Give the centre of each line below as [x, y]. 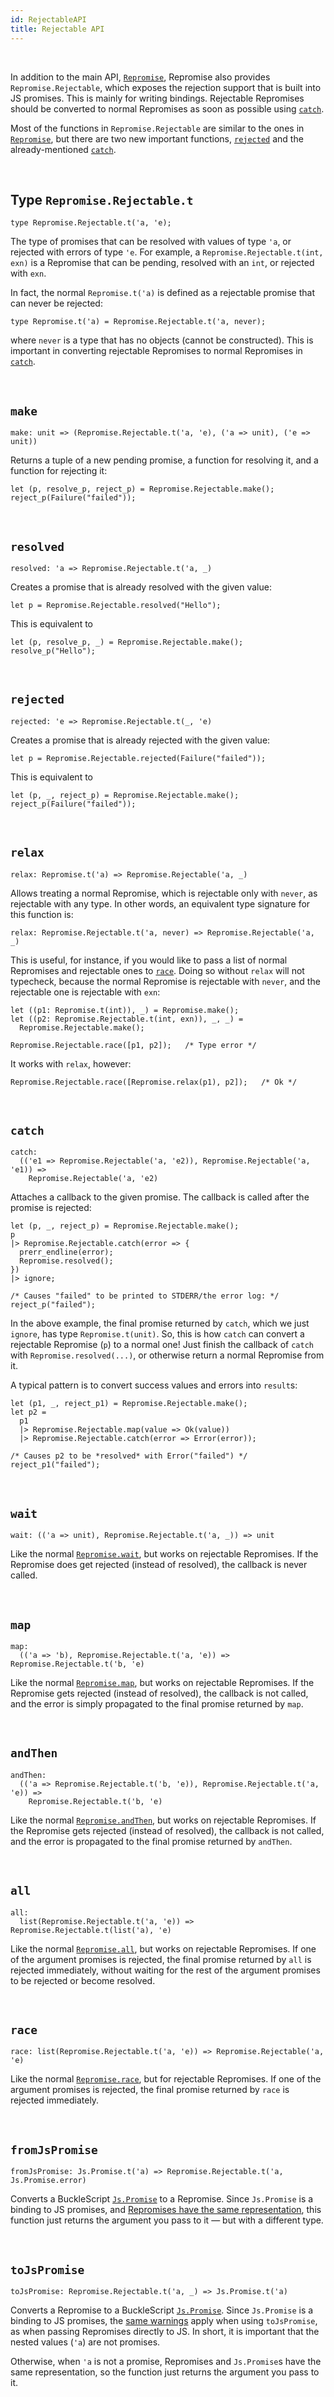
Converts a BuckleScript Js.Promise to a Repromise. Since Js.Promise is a [162, 2199]
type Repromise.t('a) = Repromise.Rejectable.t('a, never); [138, 322]
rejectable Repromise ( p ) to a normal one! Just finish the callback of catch [162, 1345]
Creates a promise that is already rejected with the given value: [140, 740]
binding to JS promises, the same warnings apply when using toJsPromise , [164, 2321]
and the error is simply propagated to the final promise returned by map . [157, 1704]
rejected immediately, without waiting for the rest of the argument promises [165, 1970]
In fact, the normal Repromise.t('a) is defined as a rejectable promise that [162, 293]
